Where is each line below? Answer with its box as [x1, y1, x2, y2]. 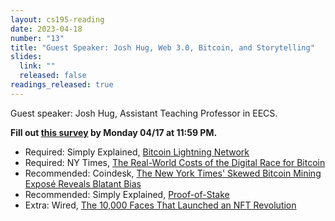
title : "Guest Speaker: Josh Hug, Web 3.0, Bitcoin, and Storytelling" [10, 42, 315, 53]
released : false [19, 71, 87, 81]
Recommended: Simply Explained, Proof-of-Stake [24, 188, 230, 200]
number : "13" [10, 33, 65, 43]
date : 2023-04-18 [10, 24, 83, 34]
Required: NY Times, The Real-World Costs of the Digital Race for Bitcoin [24, 156, 326, 168]
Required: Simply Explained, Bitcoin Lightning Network [24, 146, 250, 158]
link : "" [19, 61, 56, 71]
